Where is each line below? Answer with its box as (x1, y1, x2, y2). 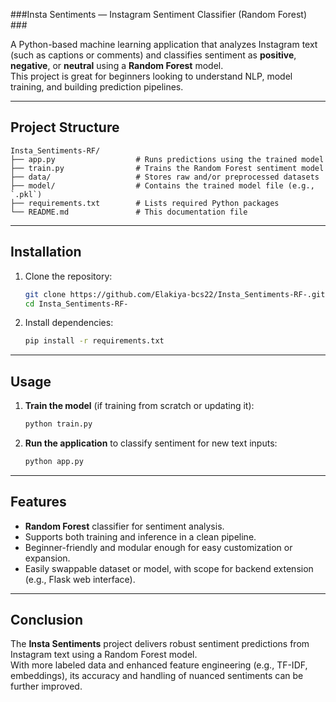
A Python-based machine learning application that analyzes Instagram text (10, 39, 318, 50)
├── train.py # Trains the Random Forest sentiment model (10, 163, 325, 173)
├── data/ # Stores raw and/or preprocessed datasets (10, 172, 320, 182)
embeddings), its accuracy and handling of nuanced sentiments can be (10, 670, 304, 682)
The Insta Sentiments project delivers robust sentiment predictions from (10, 638, 310, 650)
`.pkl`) (10, 189, 43, 199)
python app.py (24, 456, 84, 466)
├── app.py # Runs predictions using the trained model (10, 154, 325, 164)
